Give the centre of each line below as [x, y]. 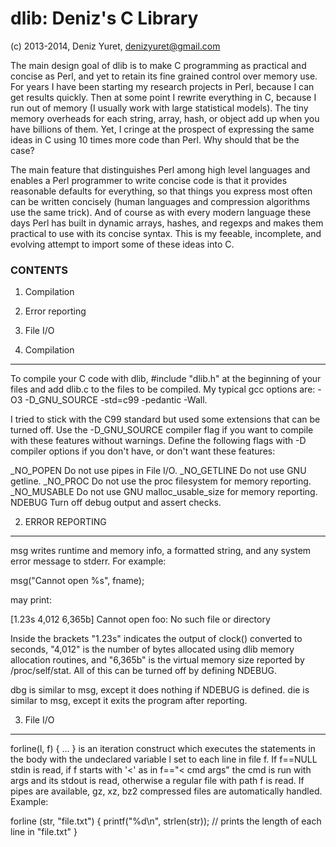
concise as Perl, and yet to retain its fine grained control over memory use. [164, 76]
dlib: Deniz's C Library [104, 18]
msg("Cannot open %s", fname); [77, 581]
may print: [31, 600]
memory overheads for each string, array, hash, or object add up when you [165, 118]
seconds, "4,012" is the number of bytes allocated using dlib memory [152, 649]
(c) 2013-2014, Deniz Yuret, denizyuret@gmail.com [115, 46]
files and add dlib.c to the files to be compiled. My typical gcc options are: [163, 389]
